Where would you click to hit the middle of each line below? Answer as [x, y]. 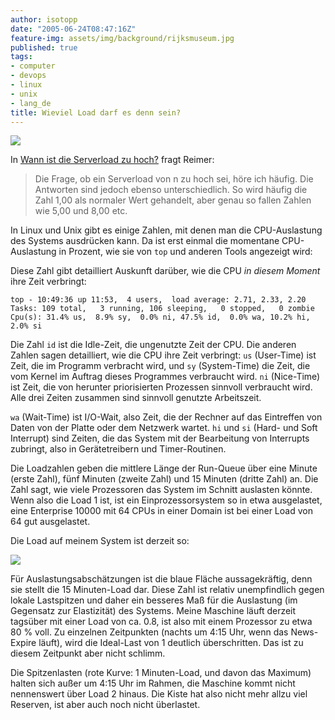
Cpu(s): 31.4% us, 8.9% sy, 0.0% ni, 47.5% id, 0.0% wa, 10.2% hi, [160, 317]
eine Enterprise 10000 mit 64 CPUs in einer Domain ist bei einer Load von [161, 511]
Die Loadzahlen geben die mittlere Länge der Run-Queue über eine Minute [164, 468]
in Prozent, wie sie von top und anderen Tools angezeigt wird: [185, 252]
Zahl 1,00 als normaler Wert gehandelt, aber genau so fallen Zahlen [173, 200]
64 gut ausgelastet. [50, 522]
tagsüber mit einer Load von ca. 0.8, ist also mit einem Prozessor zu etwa [161, 622]
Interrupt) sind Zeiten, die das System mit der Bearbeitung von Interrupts [160, 438]
